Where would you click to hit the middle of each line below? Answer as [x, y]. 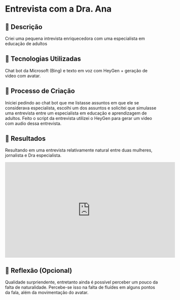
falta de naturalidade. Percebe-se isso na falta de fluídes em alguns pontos [80, 287]
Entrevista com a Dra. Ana [58, 9]
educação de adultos [26, 44]
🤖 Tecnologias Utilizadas [43, 59]
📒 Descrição [24, 27]
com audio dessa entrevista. [33, 123]
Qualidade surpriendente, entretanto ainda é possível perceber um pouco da [82, 282]
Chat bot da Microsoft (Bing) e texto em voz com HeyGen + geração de [76, 70]
